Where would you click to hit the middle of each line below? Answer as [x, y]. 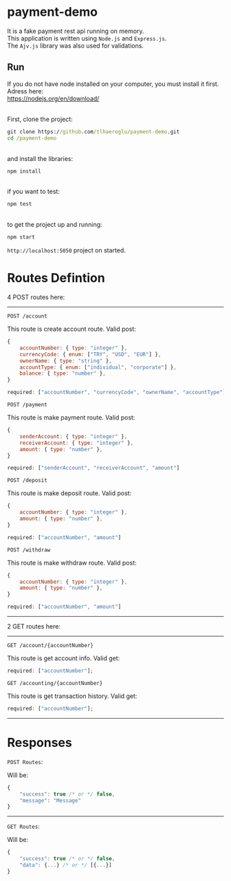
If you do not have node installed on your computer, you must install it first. [113, 84]
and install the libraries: [40, 158]
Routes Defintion [56, 278]
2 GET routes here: [34, 627]
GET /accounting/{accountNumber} [55, 683]
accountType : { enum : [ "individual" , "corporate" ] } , [98, 367]
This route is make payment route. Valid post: [71, 417]
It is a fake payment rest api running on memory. [76, 31]
